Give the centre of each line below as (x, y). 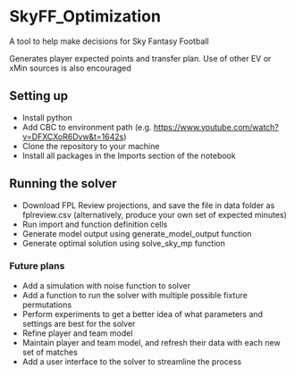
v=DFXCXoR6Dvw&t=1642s (73, 137)
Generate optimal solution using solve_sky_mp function (123, 243)
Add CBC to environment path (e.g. (87, 127)
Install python (47, 117)
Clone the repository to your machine (91, 146)
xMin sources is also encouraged (70, 68)
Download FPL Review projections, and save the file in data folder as (148, 205)
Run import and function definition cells (95, 224)
